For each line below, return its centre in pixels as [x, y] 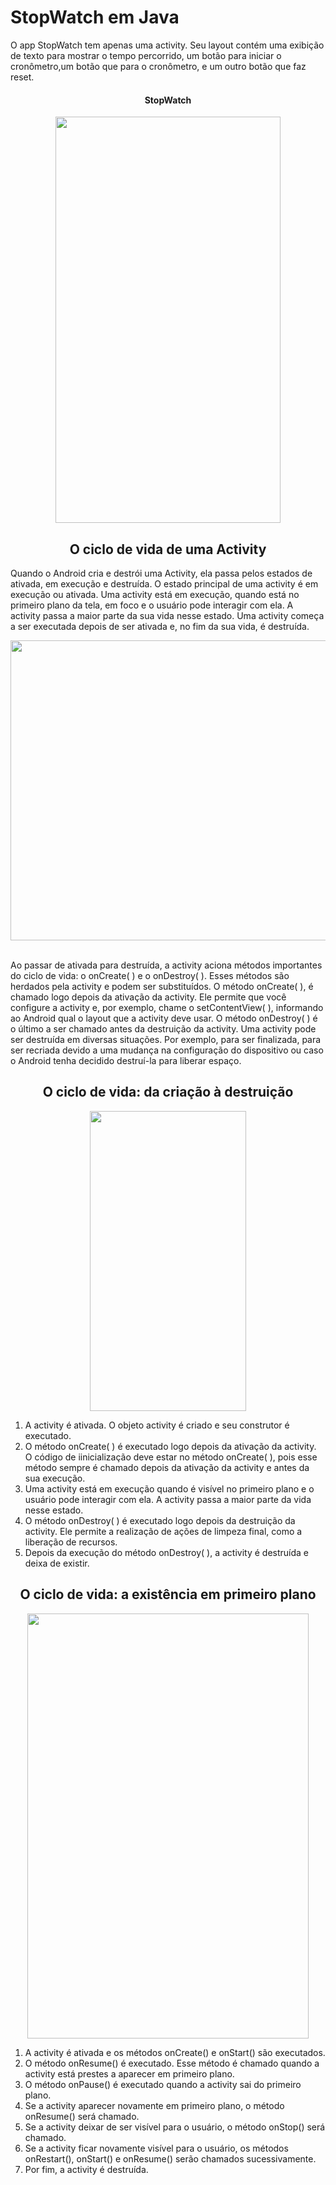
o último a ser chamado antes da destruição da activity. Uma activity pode [163, 1028]
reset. [22, 77]
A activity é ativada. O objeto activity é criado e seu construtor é [157, 1425]
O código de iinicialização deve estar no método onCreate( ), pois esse [171, 1457]
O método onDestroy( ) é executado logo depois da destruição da [160, 1520]
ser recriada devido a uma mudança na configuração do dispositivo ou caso [167, 1050]
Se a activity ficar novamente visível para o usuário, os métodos [156, 2148]
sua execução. [55, 1478]
